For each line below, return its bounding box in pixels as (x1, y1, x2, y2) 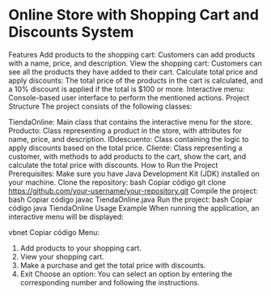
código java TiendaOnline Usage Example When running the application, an (8, 203, 260, 212)
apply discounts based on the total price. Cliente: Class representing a (8, 143, 243, 152)
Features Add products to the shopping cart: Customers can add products (8, 49, 256, 59)
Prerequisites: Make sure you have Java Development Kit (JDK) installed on (8, 169, 260, 178)
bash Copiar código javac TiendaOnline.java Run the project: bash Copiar (8, 195, 253, 204)
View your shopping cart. (19, 251, 105, 261)
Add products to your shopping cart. (19, 243, 142, 253)
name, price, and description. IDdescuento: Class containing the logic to (8, 134, 249, 143)
